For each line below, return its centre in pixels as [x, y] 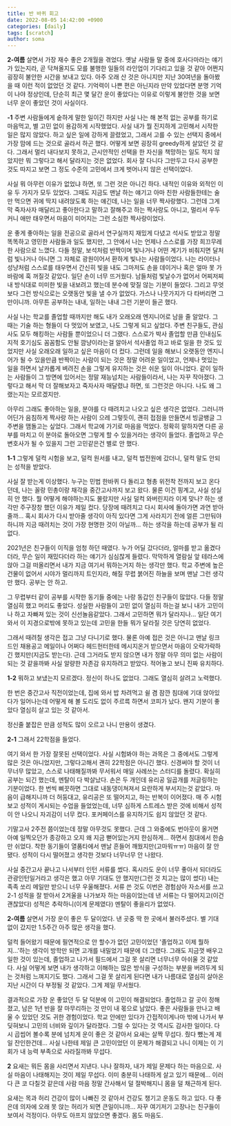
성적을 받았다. [33, 467]
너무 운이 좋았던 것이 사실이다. [48, 103]
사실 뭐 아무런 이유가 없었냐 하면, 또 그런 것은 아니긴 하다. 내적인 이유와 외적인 [112, 184]
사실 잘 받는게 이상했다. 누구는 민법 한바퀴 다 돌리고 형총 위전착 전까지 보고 [107, 482]
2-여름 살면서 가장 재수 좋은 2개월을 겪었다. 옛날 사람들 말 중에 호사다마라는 [109, 60]
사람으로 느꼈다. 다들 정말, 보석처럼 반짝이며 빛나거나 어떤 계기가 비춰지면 [113, 250]
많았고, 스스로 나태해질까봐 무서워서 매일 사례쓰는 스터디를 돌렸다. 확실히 [123, 771]
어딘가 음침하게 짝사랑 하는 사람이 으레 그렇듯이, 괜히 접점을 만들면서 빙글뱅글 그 [115, 417]
